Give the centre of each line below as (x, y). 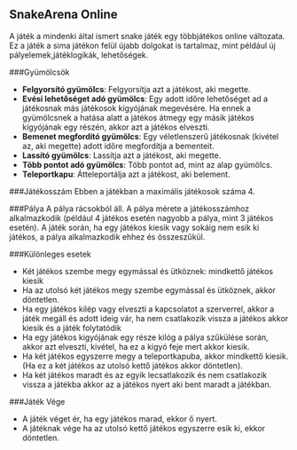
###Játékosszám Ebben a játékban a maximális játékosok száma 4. (132, 191)
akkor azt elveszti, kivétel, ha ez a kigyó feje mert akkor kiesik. (136, 346)
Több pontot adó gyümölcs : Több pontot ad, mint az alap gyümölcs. (147, 164)
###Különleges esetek (50, 254)
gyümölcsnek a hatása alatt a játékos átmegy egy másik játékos (138, 117)
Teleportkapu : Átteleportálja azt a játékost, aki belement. (126, 174)
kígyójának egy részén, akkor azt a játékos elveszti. (116, 127)
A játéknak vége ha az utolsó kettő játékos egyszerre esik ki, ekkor (144, 428)
